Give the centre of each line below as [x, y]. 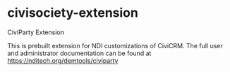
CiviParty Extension [36, 32]
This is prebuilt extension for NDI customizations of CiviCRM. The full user [115, 45]
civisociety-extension [73, 13]
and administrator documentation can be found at [79, 53]
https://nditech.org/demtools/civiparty [63, 60]
